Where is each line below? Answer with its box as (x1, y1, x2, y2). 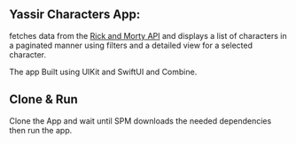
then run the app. (9, 125, 73, 135)
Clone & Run (9, 92, 78, 107)
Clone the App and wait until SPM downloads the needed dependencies (9, 115, 272, 126)
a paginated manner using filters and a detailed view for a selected (9, 40, 253, 50)
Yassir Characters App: (9, 7, 141, 22)
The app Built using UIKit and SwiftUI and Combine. (9, 66, 198, 77)
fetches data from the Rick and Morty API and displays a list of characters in (9, 30, 287, 41)
